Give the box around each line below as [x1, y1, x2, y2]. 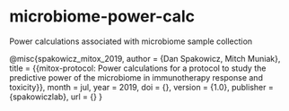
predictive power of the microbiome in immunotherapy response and [9, 72, 263, 82]
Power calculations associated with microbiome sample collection [9, 36, 253, 47]
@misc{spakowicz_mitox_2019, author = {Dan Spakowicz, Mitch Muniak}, [9, 53, 281, 64]
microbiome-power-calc [9, 6, 196, 27]
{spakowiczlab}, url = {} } [9, 91, 103, 102]
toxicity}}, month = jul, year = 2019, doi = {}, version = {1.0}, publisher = [9, 81, 274, 92]
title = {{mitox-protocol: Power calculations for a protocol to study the [9, 63, 267, 73]
